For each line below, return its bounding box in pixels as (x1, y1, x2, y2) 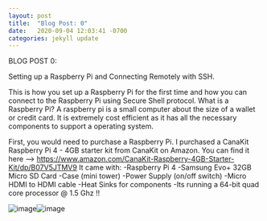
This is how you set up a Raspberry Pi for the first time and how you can (8, 88, 248, 97)
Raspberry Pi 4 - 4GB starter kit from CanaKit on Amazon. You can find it (8, 145, 249, 155)
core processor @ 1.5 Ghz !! (8, 188, 101, 198)
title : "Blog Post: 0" (8, 19, 88, 27)
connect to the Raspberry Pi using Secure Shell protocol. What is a (8, 96, 229, 105)
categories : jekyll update (8, 34, 99, 43)
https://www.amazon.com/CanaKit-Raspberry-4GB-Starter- (36, 154, 235, 164)
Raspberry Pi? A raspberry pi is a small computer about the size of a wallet (8, 104, 256, 114)
